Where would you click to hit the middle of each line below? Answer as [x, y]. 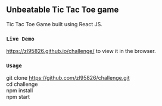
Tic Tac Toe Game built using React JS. [54, 24]
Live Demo [20, 39]
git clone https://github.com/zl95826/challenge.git [68, 78]
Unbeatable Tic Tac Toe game [63, 10]
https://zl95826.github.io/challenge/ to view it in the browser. [81, 51]
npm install [20, 91]
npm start [18, 97]
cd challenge [22, 84]
